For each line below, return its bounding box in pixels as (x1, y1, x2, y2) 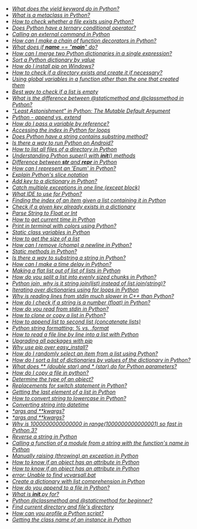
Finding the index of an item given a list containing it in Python (11, 197, 166, 204)
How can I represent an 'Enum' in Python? (11, 165, 117, 172)
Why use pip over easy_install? (11, 344, 89, 350)
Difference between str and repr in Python (11, 159, 117, 165)
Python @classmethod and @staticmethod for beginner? (11, 497, 153, 504)
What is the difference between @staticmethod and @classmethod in (11, 94, 184, 102)
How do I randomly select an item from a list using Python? (11, 350, 158, 357)
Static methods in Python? (11, 248, 77, 255)
